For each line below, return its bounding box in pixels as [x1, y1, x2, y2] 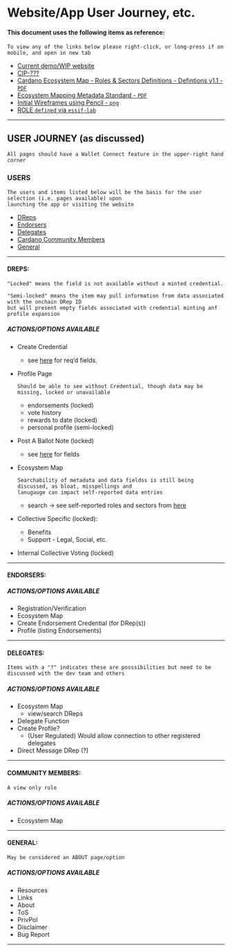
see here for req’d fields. [27, 355, 98, 364]
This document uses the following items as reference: [7, 28, 165, 36]
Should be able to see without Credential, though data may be [17, 382, 204, 389]
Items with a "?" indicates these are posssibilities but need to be [7, 664, 212, 671]
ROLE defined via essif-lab [17, 106, 97, 114]
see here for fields [27, 450, 80, 458]
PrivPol [17, 915, 38, 924]
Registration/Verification [17, 604, 86, 612]
